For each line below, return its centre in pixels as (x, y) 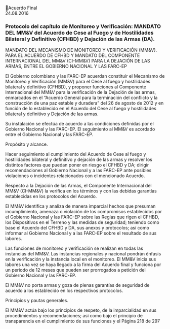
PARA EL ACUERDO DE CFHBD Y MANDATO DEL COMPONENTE (73, 55)
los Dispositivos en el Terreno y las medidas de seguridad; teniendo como (82, 222)
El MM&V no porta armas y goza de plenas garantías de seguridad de (78, 285)
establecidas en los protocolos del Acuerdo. (51, 196)
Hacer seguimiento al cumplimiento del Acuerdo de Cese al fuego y (76, 154)
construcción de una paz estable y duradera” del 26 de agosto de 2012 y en (84, 103)
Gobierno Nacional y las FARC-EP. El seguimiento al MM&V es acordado (80, 129)
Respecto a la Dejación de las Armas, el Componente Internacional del (78, 186)
